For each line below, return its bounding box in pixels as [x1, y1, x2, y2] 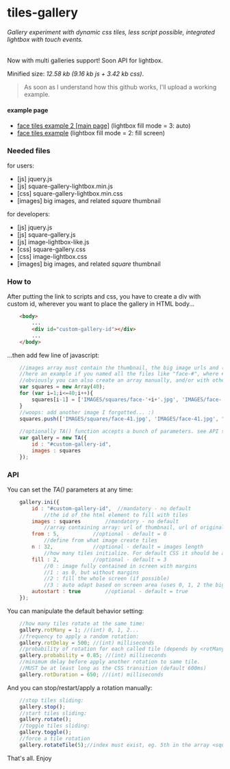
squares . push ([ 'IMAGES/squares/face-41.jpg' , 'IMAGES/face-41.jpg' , [19, 415, 219, 422]
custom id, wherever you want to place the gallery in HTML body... [7, 300, 195, 308]
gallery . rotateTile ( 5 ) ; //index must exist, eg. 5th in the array [19, 742, 210, 748]
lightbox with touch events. [7, 35, 84, 43]
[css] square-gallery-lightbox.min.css [16, 189, 123, 197]
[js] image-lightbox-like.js [16, 238, 90, 246]
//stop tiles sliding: [19, 697, 84, 704]
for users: [7, 161, 34, 170]
